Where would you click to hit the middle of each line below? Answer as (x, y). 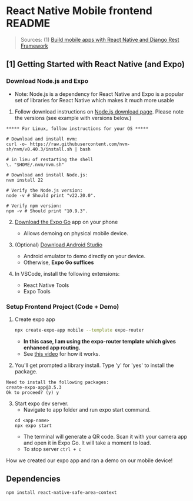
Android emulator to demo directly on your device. (84, 256)
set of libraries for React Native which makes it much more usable (94, 100)
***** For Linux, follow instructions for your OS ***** (77, 128)
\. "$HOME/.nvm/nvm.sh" (35, 165)
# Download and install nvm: (42, 139)
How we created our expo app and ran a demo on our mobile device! (89, 460)
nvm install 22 (25, 180)
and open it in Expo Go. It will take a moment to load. (87, 443)
